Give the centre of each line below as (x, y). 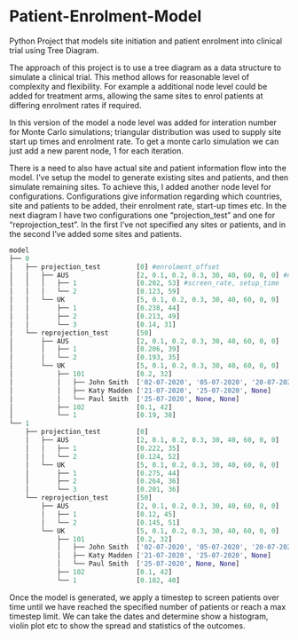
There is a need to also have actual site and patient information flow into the (148, 168)
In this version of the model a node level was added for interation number (143, 122)
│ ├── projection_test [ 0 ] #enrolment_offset (114, 267)
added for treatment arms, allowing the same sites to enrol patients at (136, 96)
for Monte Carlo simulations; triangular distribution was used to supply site (145, 131)
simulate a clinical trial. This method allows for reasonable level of (129, 76)
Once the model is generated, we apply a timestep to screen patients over (144, 597)
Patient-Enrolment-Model (106, 16)
